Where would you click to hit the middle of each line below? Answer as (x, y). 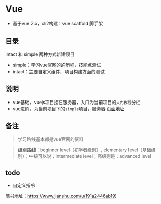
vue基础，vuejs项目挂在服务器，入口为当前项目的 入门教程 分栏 (76, 102)
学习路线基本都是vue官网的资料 (51, 139)
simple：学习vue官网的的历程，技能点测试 (57, 65)
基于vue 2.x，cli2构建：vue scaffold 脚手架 (58, 23)
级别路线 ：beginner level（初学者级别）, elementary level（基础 (84, 150)
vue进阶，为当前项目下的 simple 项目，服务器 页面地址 (68, 108)
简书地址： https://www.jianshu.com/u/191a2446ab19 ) (61, 196)
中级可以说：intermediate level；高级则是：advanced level (90, 156)
